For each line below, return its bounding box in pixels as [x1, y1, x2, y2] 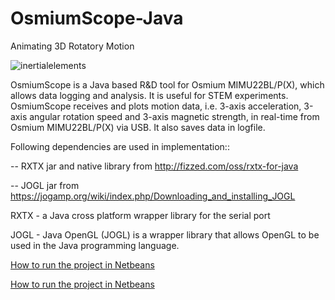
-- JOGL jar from [10, 179, 80, 191]
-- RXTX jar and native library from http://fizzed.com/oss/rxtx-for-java [10, 160, 299, 172]
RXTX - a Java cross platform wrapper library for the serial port [10, 209, 271, 221]
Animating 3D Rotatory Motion [10, 40, 135, 52]
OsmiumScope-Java [10, 7, 184, 30]
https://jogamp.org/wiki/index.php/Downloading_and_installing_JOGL [10, 190, 296, 202]
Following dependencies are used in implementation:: [10, 140, 230, 152]
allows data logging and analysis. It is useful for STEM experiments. [10, 89, 289, 101]
